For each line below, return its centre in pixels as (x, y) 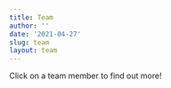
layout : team (33, 51)
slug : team (29, 42)
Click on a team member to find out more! (85, 76)
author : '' (29, 26)
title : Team (31, 17)
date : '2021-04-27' (45, 34)
